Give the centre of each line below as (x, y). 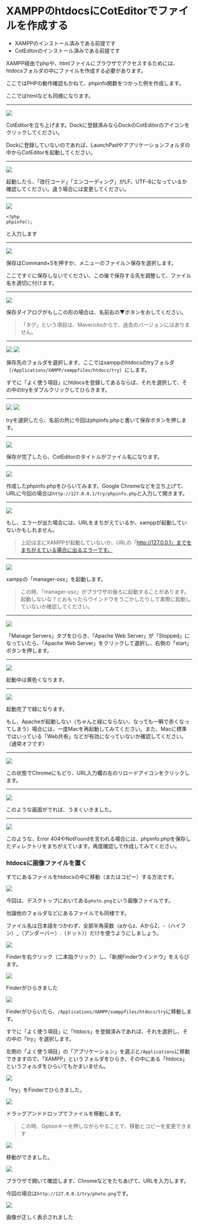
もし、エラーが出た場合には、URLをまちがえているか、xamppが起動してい (97, 522)
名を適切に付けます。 (32, 283)
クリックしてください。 (34, 132)
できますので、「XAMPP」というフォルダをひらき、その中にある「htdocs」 (97, 1059)
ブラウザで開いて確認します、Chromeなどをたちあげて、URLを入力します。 (98, 1181)
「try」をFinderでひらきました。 (46, 1090)
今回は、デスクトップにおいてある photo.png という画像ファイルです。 (90, 901)
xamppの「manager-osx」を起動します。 (56, 579)
